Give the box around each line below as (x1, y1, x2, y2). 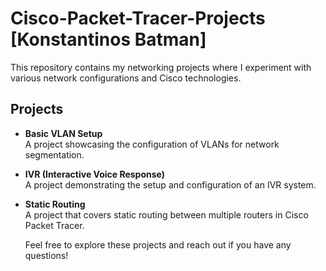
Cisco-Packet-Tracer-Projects (10, 7, 266, 30)
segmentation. (24, 148, 85, 161)
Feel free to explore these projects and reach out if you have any (24, 238, 292, 251)
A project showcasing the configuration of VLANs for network (24, 138, 280, 150)
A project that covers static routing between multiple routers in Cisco (24, 208, 309, 221)
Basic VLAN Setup (24, 127, 103, 139)
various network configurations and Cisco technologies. (10, 72, 242, 84)
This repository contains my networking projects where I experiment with (10, 61, 312, 73)
